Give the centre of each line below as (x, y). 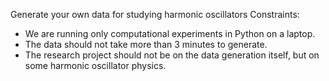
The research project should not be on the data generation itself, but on (172, 55)
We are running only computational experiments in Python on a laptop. (170, 33)
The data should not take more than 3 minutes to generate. (146, 44)
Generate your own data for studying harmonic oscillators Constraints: (155, 14)
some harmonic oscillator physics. (95, 65)
